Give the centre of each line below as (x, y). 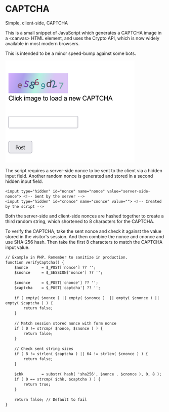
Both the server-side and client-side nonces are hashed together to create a (85, 216)
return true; (37, 384)
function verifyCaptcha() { (35, 262)
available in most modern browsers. (43, 43)
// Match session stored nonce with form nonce (65, 323)
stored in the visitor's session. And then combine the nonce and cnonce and (85, 236)
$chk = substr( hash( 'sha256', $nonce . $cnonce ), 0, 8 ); (88, 374)
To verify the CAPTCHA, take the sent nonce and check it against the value (83, 231)
